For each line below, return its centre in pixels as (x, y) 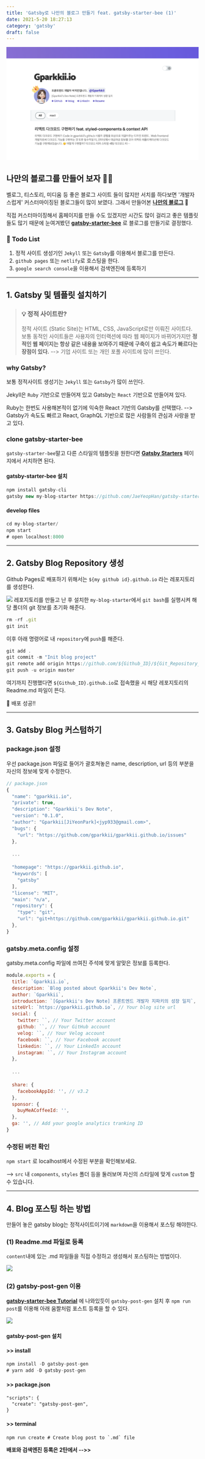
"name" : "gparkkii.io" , (42, 796)
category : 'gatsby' (31, 26)
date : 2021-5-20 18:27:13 (39, 19)
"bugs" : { (24, 828)
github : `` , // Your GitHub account (64, 1027)
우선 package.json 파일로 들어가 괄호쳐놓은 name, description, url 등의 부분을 (100, 763)
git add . (19, 651)
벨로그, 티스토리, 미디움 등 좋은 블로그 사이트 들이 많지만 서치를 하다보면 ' (93, 194)
